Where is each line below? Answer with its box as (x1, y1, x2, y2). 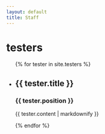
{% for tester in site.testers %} (14, 61, 91, 68)
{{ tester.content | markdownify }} (14, 110, 100, 118)
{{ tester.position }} (14, 96, 74, 105)
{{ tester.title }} (14, 78, 74, 89)
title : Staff (6, 15, 39, 21)
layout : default (6, 8, 47, 15)
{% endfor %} (14, 122, 50, 129)
